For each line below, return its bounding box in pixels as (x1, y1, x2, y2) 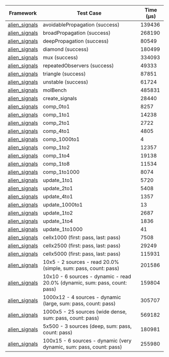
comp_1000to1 (42, 136, 80, 142)
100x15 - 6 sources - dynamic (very (42, 337, 132, 344)
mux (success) (42, 54, 78, 61)
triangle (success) (42, 70, 86, 77)
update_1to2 (42, 209, 73, 216)
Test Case (76, 10, 102, 17)
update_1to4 (42, 218, 73, 225)
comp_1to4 (42, 152, 70, 159)
